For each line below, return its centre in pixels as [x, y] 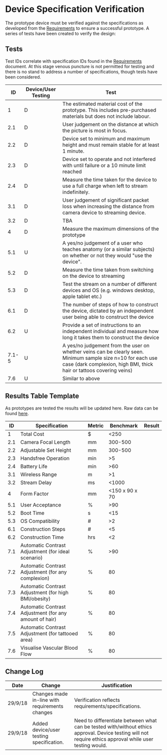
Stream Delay [36, 482]
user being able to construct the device [108, 317]
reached [72, 171]
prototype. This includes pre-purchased [109, 110]
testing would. [91, 746]
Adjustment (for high [44, 592]
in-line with [46, 700]
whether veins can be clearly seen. [103, 351]
